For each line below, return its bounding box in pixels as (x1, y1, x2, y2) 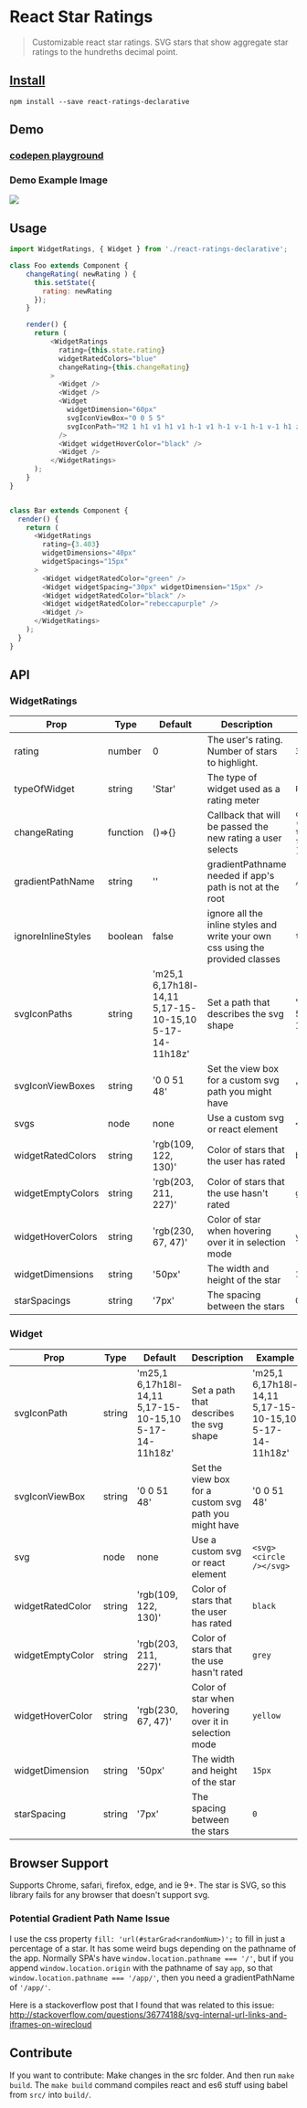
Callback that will (206, 809, 281, 821)
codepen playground (9, 149, 104, 162)
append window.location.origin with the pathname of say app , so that (9, 1962, 273, 1973)
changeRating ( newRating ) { (26, 270, 137, 279)
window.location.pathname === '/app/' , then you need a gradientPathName (9, 1972, 295, 1983)
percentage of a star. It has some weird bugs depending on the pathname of (9, 1943, 297, 1954)
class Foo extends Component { (9, 261, 129, 270)
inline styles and (206, 918, 277, 931)
